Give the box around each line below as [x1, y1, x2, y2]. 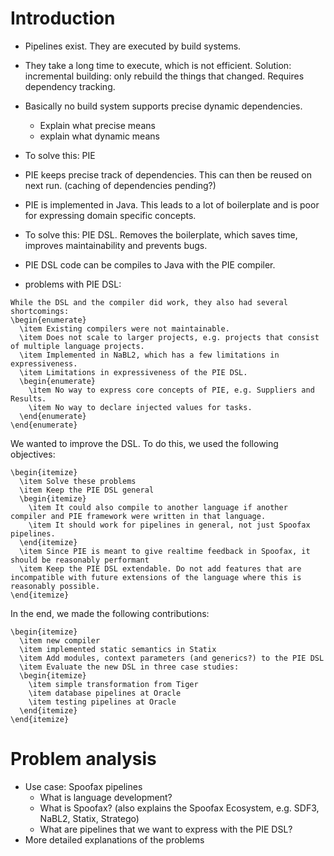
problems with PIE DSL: [24, 278, 122, 290]
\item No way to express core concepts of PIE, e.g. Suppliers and [28, 385, 315, 395]
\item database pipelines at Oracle [28, 688, 182, 698]
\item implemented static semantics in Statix [19, 644, 217, 654]
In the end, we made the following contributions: [10, 607, 210, 619]
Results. [10, 393, 47, 404]
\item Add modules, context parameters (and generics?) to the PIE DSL [19, 653, 325, 663]
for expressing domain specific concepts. [24, 209, 197, 221]
